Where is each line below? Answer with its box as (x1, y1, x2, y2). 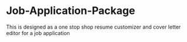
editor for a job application (6, 29, 71, 36)
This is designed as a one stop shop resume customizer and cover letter (6, 23, 181, 30)
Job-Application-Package (6, 4, 135, 17)
